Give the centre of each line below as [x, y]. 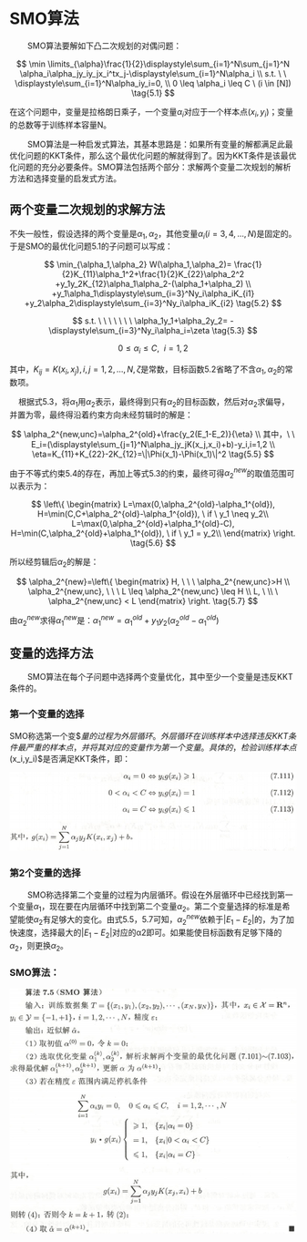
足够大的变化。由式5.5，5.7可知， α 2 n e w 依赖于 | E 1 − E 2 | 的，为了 [169, 919]
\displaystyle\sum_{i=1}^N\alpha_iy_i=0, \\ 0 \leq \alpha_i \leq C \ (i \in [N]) [153, 83]
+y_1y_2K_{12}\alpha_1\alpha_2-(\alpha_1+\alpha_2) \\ [153, 284]
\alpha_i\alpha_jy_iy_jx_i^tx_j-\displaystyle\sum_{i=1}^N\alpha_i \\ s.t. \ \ [153, 73]
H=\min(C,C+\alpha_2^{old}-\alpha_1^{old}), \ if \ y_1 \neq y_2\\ [153, 514]
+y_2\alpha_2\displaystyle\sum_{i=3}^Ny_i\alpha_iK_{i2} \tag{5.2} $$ [153, 303]
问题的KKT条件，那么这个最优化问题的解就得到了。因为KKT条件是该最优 [161, 155]
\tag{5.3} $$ [235, 331]
